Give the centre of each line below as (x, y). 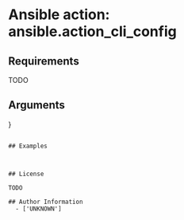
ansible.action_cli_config (92, 31)
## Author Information (46, 202)
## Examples (28, 146)
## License (26, 174)
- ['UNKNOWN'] (38, 209)
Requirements (44, 61)
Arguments (37, 105)
